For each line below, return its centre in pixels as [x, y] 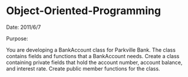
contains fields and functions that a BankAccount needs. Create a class [93, 56]
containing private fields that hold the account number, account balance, [94, 62]
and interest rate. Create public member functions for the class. [83, 68]
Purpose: [17, 38]
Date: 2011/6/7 [24, 27]
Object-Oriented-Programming [83, 11]
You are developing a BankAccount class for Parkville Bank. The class [91, 50]
